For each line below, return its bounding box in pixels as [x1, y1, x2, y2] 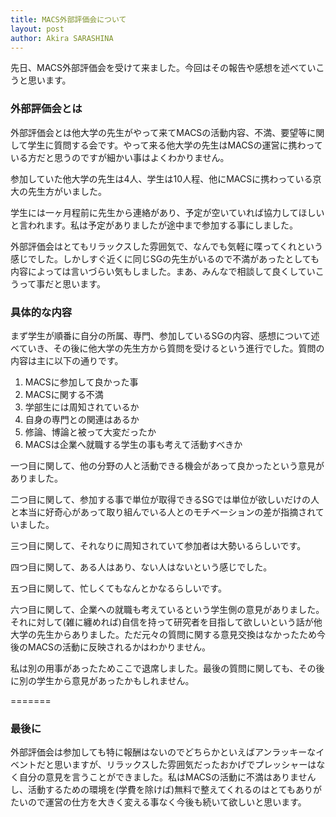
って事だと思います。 [18, 277, 106, 290]
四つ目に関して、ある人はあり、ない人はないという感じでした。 [10, 561, 273, 573]
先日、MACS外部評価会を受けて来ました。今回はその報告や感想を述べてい [10, 62, 317, 74]
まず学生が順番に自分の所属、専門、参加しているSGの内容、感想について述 [10, 329, 320, 341]
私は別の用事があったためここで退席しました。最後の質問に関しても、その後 [10, 662, 325, 674]
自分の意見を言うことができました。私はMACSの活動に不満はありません [18, 771, 317, 783]
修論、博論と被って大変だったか [24, 426, 157, 438]
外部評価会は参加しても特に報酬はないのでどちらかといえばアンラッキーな [10, 746, 317, 758]
